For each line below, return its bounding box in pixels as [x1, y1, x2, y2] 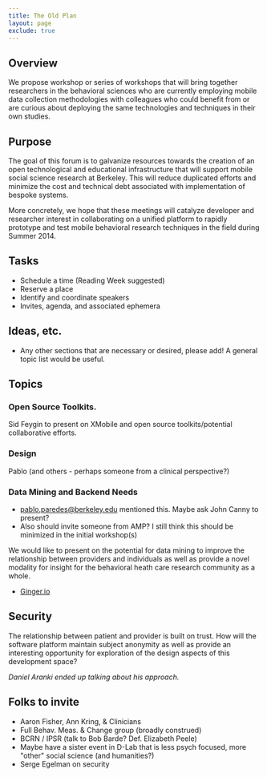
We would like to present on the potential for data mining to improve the [8, 546, 245, 555]
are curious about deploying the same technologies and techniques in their [8, 103, 256, 113]
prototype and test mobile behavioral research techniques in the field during [8, 223, 260, 232]
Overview [8, 56, 59, 70]
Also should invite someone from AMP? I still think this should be [19, 521, 234, 531]
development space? [8, 656, 78, 666]
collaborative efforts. [8, 428, 78, 437]
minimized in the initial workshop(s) [19, 529, 138, 539]
